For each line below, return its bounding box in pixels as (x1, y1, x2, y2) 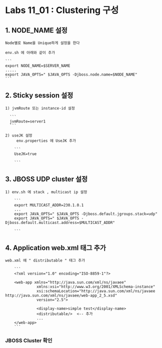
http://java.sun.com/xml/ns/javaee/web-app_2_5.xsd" (5, 293, 117, 298)
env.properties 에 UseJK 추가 (16, 138, 76, 143)
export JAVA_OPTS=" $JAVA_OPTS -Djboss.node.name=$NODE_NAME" (5, 72, 137, 77)
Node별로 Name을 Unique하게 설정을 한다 (5, 40, 80, 45)
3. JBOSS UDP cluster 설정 (5, 175, 88, 183)
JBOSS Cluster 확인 (5, 337, 52, 344)
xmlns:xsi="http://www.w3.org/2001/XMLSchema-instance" (36, 284, 155, 289)
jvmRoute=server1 (9, 118, 46, 124)
